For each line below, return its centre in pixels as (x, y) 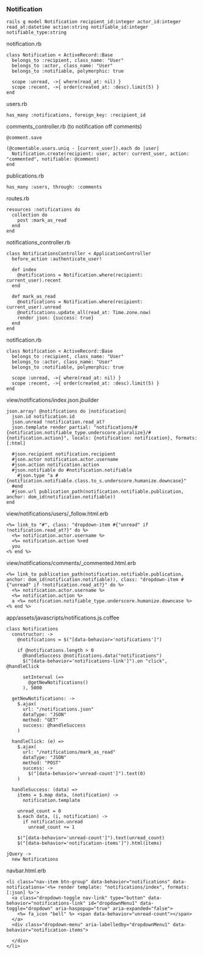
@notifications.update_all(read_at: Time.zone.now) (84, 313)
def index (24, 270)
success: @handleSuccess (54, 725)
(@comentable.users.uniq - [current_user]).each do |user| (83, 149)
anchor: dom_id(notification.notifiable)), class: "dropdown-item (92, 580)
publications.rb (25, 176)
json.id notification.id (43, 417)
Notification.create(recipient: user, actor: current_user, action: (101, 154)
